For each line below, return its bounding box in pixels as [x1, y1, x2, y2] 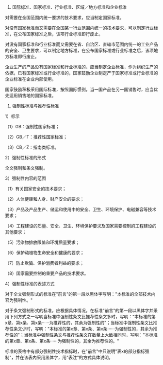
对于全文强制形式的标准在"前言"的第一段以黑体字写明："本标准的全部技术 [5, 291, 151, 297]
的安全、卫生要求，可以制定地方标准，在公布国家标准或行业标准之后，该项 [5, 48, 154, 53]
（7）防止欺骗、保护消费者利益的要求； [5, 260, 84, 266]
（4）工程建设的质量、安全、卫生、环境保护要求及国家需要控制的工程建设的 [5, 223, 157, 229]
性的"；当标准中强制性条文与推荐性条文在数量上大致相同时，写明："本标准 [9, 332, 158, 338]
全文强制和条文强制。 [5, 165, 48, 171]
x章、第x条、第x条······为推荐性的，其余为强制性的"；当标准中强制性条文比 [5, 320, 153, 326]
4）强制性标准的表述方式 [5, 281, 55, 287]
